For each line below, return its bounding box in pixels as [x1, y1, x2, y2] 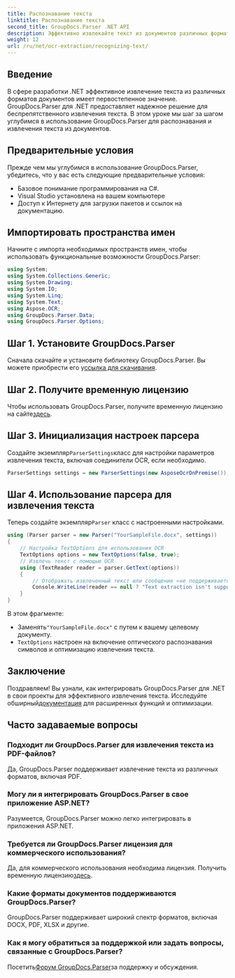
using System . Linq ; [7, 292, 64, 299]
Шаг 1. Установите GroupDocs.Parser [7, 337, 175, 350]
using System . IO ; [7, 286, 58, 293]
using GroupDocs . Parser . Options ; [7, 318, 105, 325]
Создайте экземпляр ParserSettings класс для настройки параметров [7, 448, 215, 456]
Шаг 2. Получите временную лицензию [7, 384, 189, 396]
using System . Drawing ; [7, 279, 73, 287]
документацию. [17, 206, 65, 215]
